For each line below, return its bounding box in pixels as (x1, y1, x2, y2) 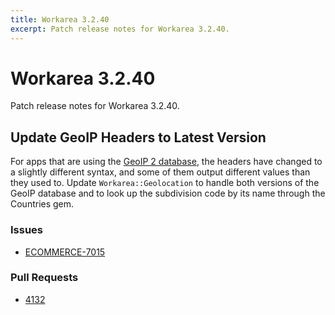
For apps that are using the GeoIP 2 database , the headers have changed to (10, 156, 323, 168)
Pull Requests (10, 271, 79, 285)
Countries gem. (10, 198, 75, 210)
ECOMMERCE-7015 (24, 246, 106, 258)
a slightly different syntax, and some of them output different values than (10, 166, 311, 178)
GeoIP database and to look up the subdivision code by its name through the (10, 187, 326, 200)
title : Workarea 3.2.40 (10, 14, 110, 25)
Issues (10, 223, 44, 237)
